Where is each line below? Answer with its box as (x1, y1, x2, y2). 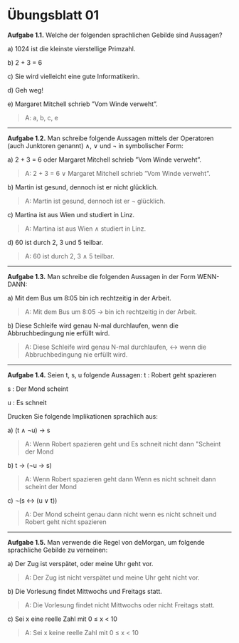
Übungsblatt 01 (7, 7, 100, 23)
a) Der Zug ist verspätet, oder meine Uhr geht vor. (7, 559, 154, 568)
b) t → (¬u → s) (7, 461, 52, 469)
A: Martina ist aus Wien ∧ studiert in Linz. (24, 224, 147, 233)
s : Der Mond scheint (7, 385, 69, 393)
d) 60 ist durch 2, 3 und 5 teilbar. (7, 238, 104, 246)
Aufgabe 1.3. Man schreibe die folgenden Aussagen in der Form (7, 272, 196, 281)
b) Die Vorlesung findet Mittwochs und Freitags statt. (7, 587, 162, 595)
